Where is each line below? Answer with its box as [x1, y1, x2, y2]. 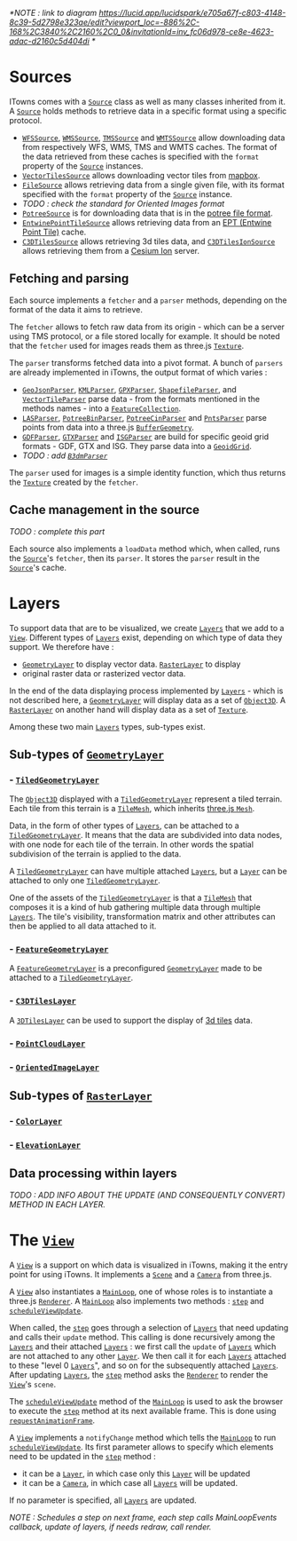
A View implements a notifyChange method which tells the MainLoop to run [9, 1432, 277, 1442]
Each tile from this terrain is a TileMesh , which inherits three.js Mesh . [9, 803, 255, 814]
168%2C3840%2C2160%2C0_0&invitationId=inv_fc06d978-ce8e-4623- [9, 27, 275, 36]
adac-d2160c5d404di [9, 36, 90, 46]
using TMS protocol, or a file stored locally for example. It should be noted [9, 330, 281, 341]
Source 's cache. [9, 562, 66, 573]
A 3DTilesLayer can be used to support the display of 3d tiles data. [9, 1015, 253, 1025]
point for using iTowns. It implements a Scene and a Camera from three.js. [9, 1268, 272, 1279]
